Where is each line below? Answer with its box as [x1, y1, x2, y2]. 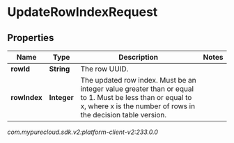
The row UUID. [80, 64, 129, 74]
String [49, 64, 70, 74]
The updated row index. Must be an [80, 76, 196, 85]
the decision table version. [80, 110, 167, 119]
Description [118, 53, 159, 62]
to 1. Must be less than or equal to [80, 93, 192, 102]
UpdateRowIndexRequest [7, 4, 158, 20]
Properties [7, 32, 54, 44]
